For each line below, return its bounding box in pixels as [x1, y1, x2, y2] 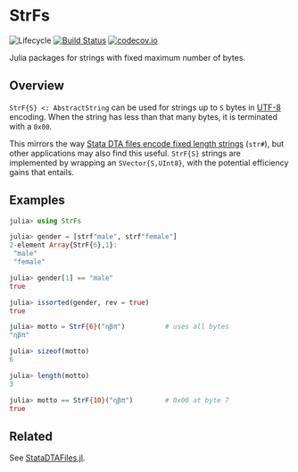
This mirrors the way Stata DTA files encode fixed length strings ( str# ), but [9, 138, 285, 148]
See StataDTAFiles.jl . [9, 452, 86, 463]
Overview [9, 78, 65, 94]
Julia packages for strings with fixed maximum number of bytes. [9, 52, 246, 63]
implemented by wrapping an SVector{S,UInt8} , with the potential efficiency [9, 157, 289, 168]
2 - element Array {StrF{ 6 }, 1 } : [9, 240, 118, 250]
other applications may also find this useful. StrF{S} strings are [9, 147, 241, 158]
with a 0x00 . [9, 121, 53, 131]
